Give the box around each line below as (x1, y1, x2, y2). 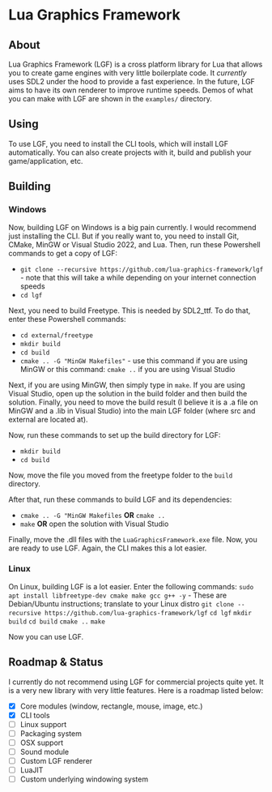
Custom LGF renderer (19, 756, 93, 765)
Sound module (19, 747, 70, 756)
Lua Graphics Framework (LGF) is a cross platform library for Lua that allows (8, 59, 263, 69)
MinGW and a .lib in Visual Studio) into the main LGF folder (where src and (8, 405, 256, 415)
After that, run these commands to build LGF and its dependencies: (8, 494, 232, 504)
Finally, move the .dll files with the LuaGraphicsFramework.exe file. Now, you (8, 534, 257, 544)
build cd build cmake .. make (8, 618, 105, 626)
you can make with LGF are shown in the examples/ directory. (8, 94, 213, 103)
